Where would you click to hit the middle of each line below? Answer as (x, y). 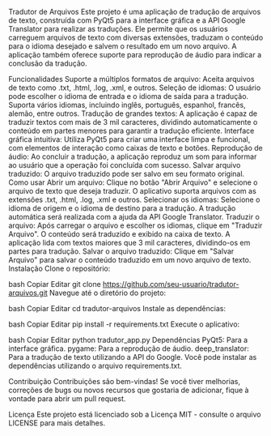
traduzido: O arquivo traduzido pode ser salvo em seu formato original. (127, 174)
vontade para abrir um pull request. (67, 399)
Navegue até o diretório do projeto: (108, 293)
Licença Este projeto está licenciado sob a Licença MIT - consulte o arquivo (135, 414)
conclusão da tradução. (48, 63)
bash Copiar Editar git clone (55, 284)
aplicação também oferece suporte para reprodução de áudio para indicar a (135, 55)
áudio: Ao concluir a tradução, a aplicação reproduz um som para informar (133, 156)
